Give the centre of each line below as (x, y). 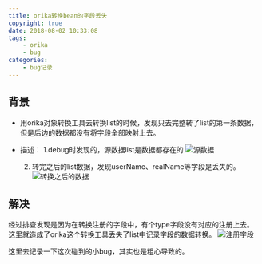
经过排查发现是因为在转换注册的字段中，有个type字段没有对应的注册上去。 (131, 225)
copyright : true (35, 23)
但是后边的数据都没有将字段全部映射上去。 (90, 132)
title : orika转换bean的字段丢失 (58, 16)
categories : (28, 61)
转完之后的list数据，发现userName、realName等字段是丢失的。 (136, 166)
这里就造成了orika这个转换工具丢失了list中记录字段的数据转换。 (112, 234)
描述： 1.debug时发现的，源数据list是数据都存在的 (101, 149)
